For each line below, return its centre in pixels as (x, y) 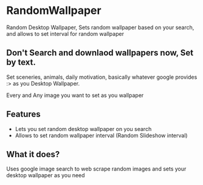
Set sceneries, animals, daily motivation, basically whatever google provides (102, 77)
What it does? (33, 154)
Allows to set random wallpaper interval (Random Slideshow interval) (101, 135)
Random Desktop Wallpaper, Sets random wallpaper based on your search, (100, 27)
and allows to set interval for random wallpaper (65, 33)
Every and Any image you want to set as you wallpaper (75, 95)
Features (23, 114)
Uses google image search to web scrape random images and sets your (96, 169)
